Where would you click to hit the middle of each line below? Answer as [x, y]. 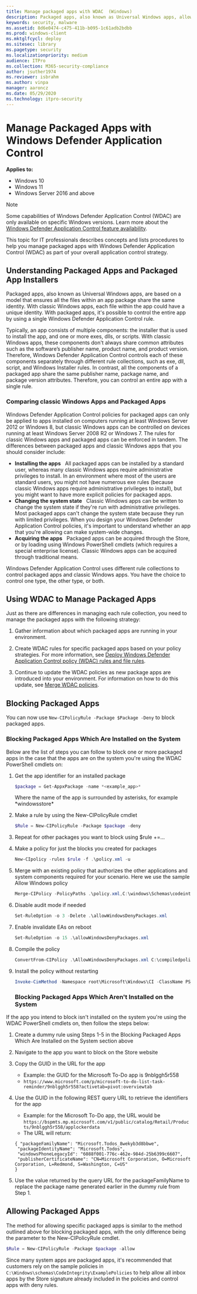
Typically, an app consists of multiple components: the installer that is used [97, 330]
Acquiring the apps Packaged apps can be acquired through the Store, [102, 538]
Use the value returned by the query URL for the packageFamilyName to [102, 1180]
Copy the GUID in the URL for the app [60, 1063]
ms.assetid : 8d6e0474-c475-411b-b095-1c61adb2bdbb [69, 28]
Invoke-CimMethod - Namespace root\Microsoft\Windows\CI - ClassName [99, 982]
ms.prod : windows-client [36, 33]
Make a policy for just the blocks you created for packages [86, 849]
